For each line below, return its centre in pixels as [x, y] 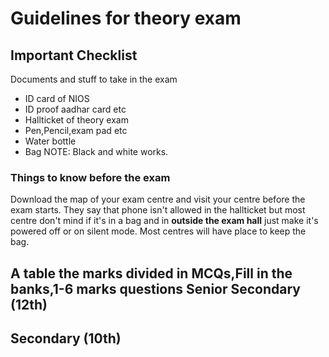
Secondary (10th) [66, 338]
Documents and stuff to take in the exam [94, 79]
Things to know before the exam [90, 177]
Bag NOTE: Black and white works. [96, 151]
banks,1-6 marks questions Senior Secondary [156, 288]
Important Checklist [74, 55]
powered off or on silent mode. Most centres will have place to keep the [158, 231]
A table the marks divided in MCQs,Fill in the [151, 273]
